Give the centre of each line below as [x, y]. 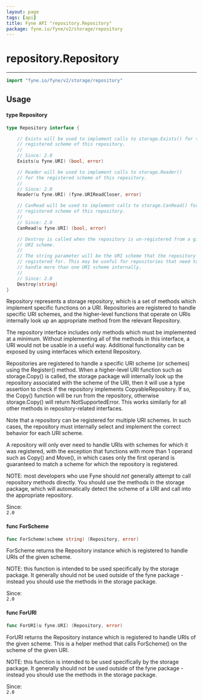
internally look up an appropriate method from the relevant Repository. [94, 321]
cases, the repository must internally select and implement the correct [94, 427]
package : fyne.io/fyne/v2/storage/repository [64, 29]
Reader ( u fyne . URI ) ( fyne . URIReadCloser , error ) [79, 195]
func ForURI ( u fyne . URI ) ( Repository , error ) [64, 625]
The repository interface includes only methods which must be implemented [101, 332]
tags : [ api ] [21, 18]
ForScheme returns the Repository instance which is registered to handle [97, 551]
